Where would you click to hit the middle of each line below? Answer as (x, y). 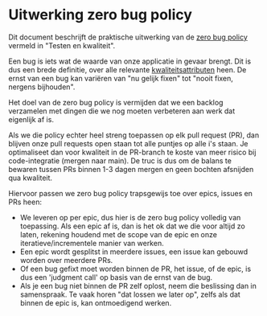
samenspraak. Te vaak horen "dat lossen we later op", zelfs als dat (130, 294)
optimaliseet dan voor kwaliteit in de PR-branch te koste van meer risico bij (132, 152)
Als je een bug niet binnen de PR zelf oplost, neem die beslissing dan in (138, 285)
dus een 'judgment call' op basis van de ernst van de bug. (116, 277)
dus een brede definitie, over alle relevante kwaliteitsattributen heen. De (127, 69)
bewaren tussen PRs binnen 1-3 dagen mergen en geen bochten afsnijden (131, 169)
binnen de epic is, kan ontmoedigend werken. (96, 302)
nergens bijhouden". (42, 87)
